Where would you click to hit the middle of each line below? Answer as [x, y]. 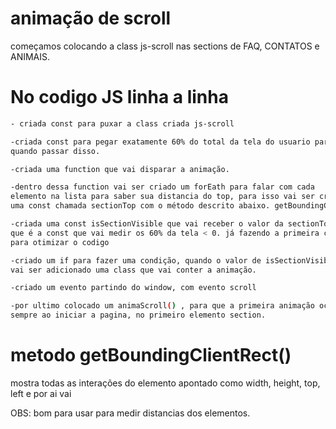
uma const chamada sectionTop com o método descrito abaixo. [140, 206]
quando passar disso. [55, 151]
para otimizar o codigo [60, 242]
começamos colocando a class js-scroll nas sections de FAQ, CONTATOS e [165, 46]
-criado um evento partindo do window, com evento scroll [133, 288]
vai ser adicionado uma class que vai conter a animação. [133, 270]
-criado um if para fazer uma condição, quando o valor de [136, 260]
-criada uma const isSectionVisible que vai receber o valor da [147, 224]
